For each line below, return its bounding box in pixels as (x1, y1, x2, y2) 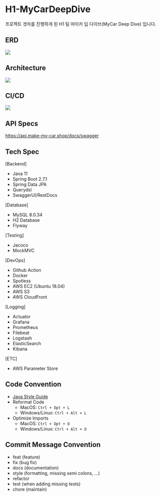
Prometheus (12, 324, 38, 330)
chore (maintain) (12, 486, 47, 492)
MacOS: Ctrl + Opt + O (20, 420, 70, 426)
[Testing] (5, 232, 24, 238)
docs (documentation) (12, 465, 59, 471)
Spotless (12, 278, 31, 284)
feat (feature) (12, 454, 40, 460)
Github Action (12, 267, 41, 273)
